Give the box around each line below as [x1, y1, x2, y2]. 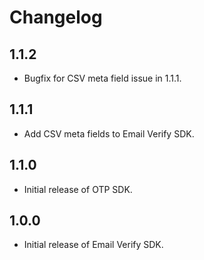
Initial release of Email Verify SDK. [23, 239, 164, 251]
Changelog [9, 6, 103, 29]
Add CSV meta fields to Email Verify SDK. [23, 127, 195, 140]
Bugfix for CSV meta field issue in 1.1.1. [23, 72, 182, 84]
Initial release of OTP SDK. [23, 183, 133, 195]
